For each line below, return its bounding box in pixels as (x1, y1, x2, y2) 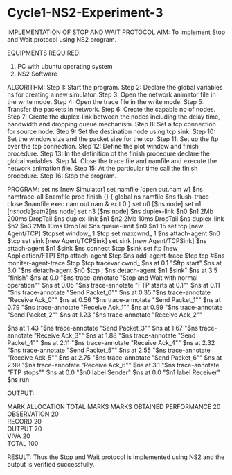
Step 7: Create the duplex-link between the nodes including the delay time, (7, 112, 220, 121)
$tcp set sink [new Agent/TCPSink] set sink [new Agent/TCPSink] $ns (7, 236, 207, 244)
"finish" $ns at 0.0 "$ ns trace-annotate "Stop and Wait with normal (7, 273, 198, 282)
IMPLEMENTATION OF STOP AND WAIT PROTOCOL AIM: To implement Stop (7, 28, 226, 36)
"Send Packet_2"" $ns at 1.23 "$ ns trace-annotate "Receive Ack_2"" (7, 310, 203, 319)
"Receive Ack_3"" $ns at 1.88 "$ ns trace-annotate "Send (33, 331, 196, 340)
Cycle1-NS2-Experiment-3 (7, 5, 163, 21)
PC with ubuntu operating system (17, 62, 113, 70)
